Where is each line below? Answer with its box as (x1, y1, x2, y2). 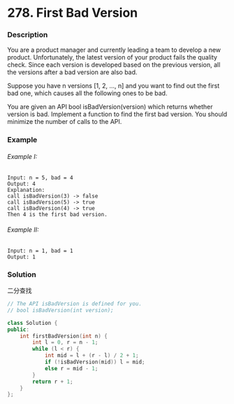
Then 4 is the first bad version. (7, 211, 108, 218)
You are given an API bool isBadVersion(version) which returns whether (7, 103, 213, 111)
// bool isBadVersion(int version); (7, 307, 114, 314)
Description (7, 30, 48, 40)
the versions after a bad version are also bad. (7, 68, 138, 76)
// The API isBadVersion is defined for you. (7, 300, 142, 307)
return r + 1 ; (32, 378, 73, 385)
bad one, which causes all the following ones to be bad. (7, 89, 168, 97)
